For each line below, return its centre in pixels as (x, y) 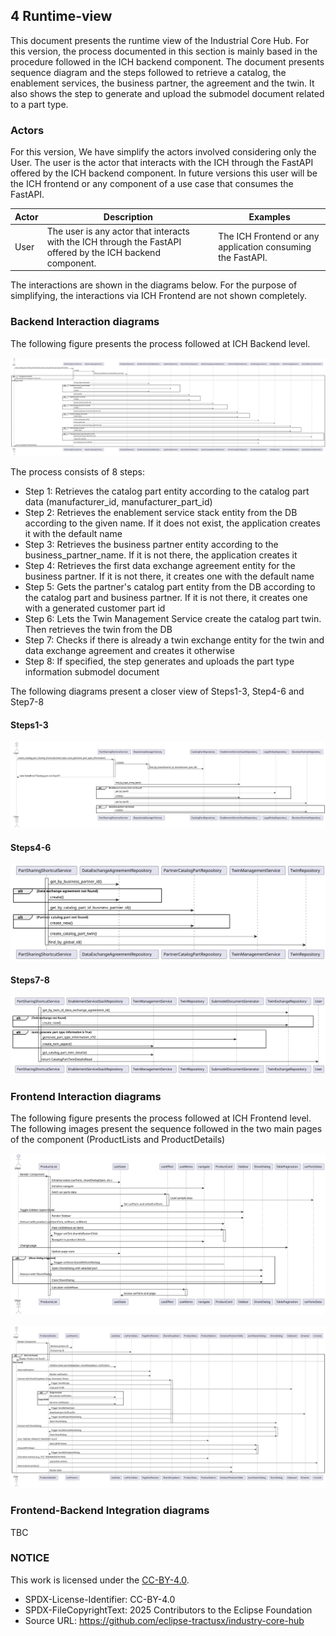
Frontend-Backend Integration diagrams (110, 1511)
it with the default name (73, 534)
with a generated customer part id (95, 608)
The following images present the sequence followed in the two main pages (166, 1128)
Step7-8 (27, 702)
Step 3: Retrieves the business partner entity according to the (151, 545)
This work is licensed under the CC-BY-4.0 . (100, 1580)
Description (128, 216)
